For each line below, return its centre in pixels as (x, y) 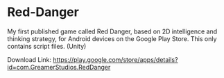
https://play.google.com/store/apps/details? (115, 59)
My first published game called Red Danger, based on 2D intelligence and (112, 31)
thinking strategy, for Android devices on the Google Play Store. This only (112, 38)
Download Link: (29, 59)
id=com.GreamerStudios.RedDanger (59, 67)
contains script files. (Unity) (47, 46)
